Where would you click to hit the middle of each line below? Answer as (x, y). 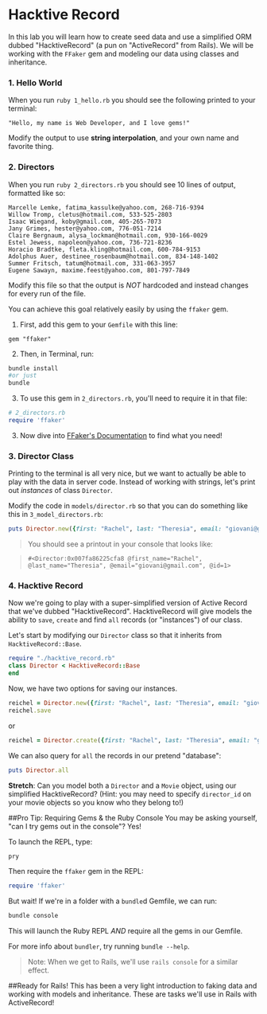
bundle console (33, 916)
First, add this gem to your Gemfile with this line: (99, 324)
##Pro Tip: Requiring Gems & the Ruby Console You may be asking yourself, (133, 817)
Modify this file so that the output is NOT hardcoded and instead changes (128, 285)
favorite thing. (31, 147)
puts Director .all (39, 770)
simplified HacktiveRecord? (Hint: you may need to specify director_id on (130, 793)
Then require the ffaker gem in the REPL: (76, 871)
